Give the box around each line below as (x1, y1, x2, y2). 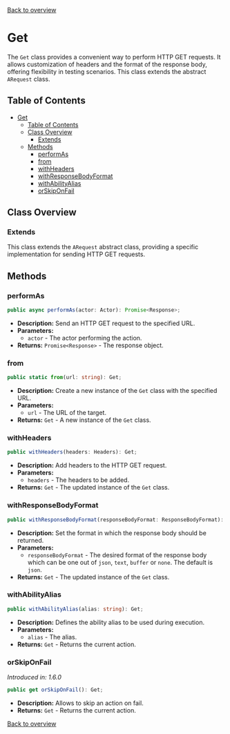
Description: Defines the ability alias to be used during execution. (17, 618, 205, 626)
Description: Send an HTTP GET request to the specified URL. (17, 319, 195, 327)
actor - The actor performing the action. (27, 334, 142, 342)
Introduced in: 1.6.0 (7, 673, 62, 681)
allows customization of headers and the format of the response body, (7, 60, 207, 68)
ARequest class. (7, 75, 50, 83)
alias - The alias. (27, 632, 77, 641)
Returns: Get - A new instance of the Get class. (17, 416, 151, 424)
